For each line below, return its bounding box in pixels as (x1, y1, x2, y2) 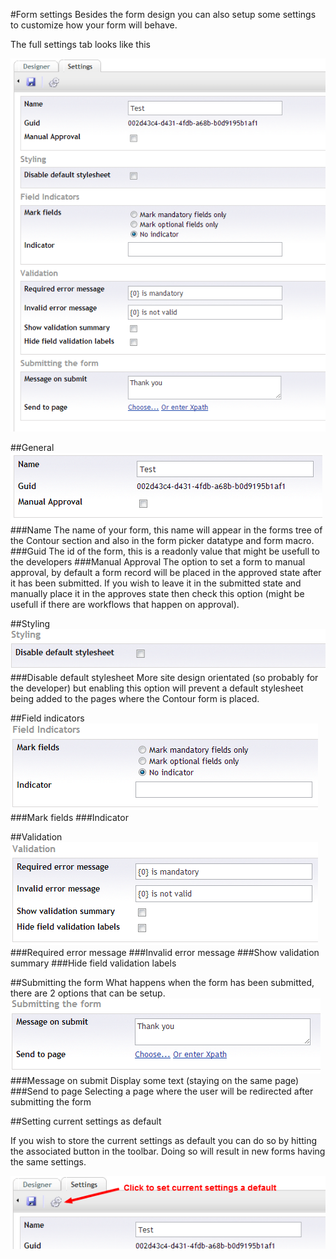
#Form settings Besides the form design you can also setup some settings (10, 9, 317, 20)
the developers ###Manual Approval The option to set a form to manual (10, 556, 306, 568)
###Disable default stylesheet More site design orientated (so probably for (10, 672, 319, 684)
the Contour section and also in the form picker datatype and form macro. (10, 535, 315, 547)
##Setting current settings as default (10, 1115, 162, 1128)
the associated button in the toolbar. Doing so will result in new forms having (10, 1145, 326, 1158)
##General (10, 442, 55, 454)
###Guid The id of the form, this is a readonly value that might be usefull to (10, 545, 320, 558)
